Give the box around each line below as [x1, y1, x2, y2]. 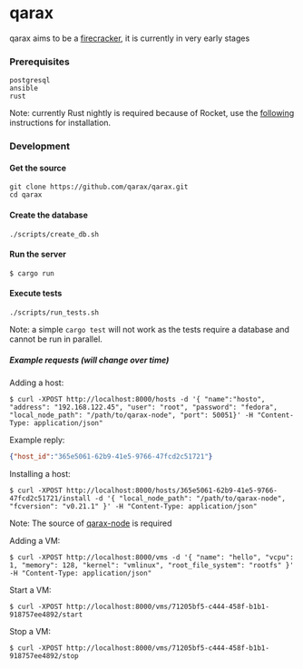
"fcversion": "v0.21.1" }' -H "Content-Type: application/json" [9, 501, 258, 510]
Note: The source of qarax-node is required [9, 518, 172, 528]
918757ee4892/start [9, 610, 83, 619]
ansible [9, 84, 39, 93]
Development [9, 140, 71, 152]
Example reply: [9, 434, 65, 445]
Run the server [9, 248, 66, 260]
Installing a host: [9, 468, 71, 479]
